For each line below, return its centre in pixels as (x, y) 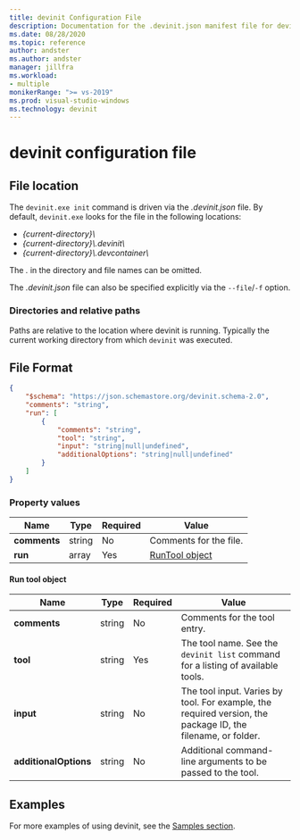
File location (44, 185)
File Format (41, 367)
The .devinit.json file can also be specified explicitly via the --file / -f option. (150, 287)
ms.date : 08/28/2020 (48, 34)
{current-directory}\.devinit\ (73, 244)
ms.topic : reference (48, 42)
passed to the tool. (220, 773)
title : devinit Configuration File (75, 17)
